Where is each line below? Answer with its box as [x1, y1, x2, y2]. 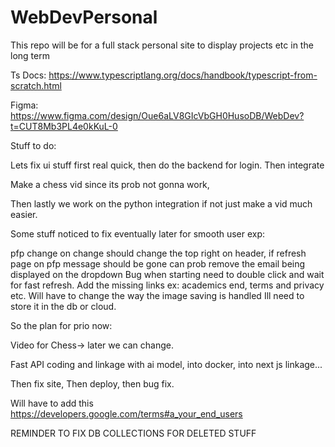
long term [10, 49, 50, 61]
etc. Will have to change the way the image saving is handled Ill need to [10, 289, 305, 301]
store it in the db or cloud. [10, 300, 117, 312]
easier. [10, 208, 38, 220]
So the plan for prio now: [10, 319, 113, 331]
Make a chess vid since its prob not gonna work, [10, 178, 210, 190]
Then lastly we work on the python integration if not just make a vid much [10, 197, 313, 210]
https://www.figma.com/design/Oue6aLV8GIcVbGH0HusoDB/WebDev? [10, 109, 305, 121]
